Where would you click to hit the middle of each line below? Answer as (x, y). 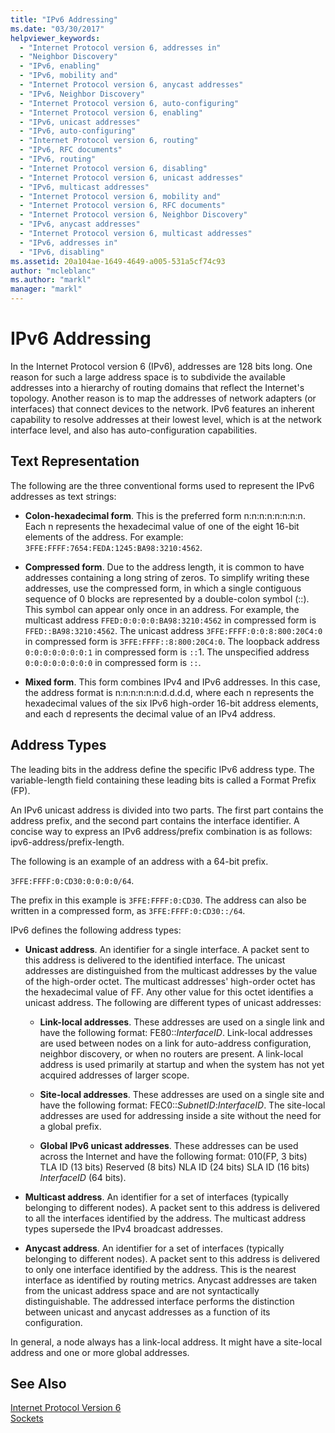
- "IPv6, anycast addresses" (80, 224)
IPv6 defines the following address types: (96, 930)
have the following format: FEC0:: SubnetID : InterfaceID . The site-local (182, 1105)
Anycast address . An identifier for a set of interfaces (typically (154, 1248)
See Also (38, 1383)
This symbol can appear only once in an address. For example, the (162, 609)
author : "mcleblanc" (53, 271)
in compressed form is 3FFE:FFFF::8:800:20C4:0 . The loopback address (172, 641)
